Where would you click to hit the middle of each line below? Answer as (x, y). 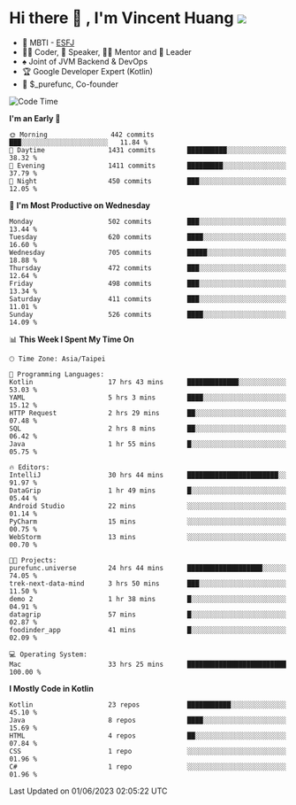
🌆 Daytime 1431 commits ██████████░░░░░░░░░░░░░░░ (148, 150)
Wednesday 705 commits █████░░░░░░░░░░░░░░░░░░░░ (148, 252)
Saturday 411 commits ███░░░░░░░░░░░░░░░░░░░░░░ (148, 299)
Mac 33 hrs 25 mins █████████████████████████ (148, 664)
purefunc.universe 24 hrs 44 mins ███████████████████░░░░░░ (148, 568)
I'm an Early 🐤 (35, 118)
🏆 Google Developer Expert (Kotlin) (87, 71)
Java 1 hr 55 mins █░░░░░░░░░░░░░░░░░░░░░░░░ (148, 444)
